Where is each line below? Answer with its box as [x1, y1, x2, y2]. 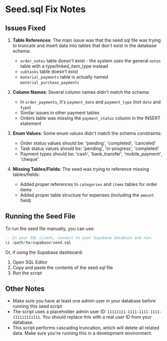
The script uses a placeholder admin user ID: [12, 309, 106, 315]
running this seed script [12, 303, 62, 310]
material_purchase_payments [20, 80, 79, 85]
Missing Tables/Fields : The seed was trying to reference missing [12, 166, 149, 172]
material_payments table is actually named [20, 74, 108, 80]
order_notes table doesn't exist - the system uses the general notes [20, 58, 161, 64]
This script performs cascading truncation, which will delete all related [12, 325, 159, 331]
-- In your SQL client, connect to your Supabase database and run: [5, 235, 153, 240]
